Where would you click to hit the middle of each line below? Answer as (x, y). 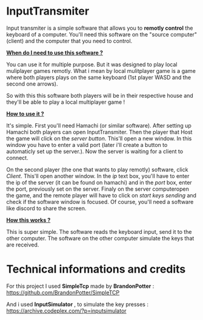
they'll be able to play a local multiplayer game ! (66, 102)
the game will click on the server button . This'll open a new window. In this (99, 138)
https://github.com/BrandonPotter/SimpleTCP (63, 292)
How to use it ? (25, 114)
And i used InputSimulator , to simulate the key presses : (77, 304)
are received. (23, 245)
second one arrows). (32, 84)
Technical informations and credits (96, 269)
